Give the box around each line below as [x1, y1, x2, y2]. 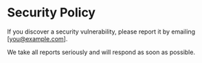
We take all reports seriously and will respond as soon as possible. [7, 48, 196, 56]
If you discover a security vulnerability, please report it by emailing [7, 27, 196, 36]
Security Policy [7, 5, 96, 21]
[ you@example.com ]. [7, 34, 68, 42]
